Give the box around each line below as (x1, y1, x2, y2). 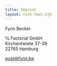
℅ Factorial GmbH (5, 35, 43, 41)
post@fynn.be (5, 55, 34, 61)
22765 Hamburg (5, 46, 39, 52)
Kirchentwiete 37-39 (5, 40, 48, 46)
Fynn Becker (5, 25, 31, 31)
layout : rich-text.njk (5, 12, 52, 17)
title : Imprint (5, 7, 37, 12)
